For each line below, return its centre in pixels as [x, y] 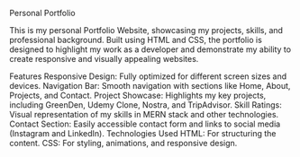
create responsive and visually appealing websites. [104, 59]
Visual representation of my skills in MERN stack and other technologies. [144, 114]
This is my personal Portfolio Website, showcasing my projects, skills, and [146, 30]
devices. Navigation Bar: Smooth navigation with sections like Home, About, [150, 86]
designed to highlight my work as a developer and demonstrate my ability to [150, 49]
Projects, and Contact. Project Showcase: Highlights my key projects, [138, 95]
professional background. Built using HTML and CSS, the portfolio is [136, 40]
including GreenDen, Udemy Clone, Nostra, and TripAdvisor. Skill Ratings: [145, 105]
